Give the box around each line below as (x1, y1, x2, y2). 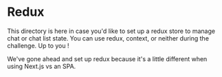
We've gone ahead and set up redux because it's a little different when (7, 54, 208, 63)
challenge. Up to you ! (7, 41, 70, 49)
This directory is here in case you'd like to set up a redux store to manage (7, 27, 215, 35)
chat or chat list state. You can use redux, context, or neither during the (7, 34, 210, 42)
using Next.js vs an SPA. (7, 62, 76, 70)
